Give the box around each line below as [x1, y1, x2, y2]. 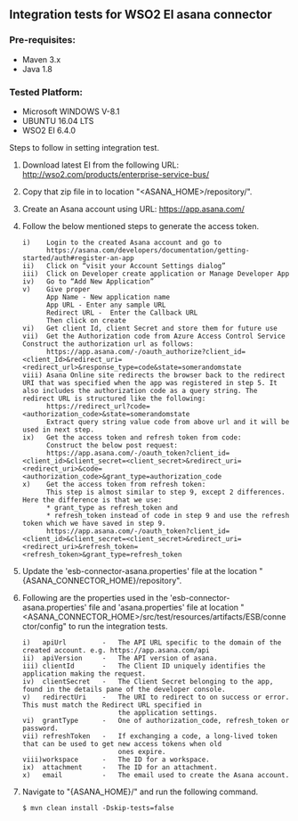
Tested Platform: [9, 86, 83, 98]
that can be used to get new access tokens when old [21, 739, 222, 748]
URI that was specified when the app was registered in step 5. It [21, 378, 278, 387]
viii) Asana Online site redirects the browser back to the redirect [21, 370, 286, 380]
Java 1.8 [21, 63, 53, 74]
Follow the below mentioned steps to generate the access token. [21, 220, 260, 231]
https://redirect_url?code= [45, 401, 150, 411]
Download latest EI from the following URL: [21, 160, 180, 170]
